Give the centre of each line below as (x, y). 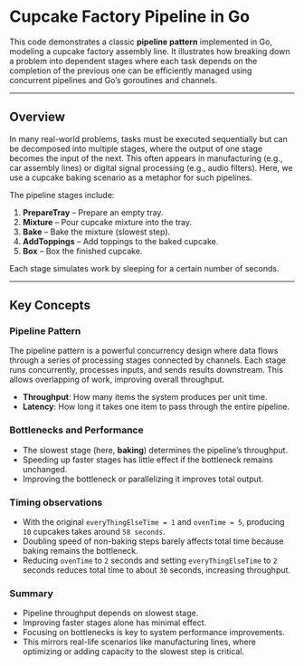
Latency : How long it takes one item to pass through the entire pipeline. (156, 407)
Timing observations (56, 502)
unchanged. (45, 469)
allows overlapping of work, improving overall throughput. (117, 380)
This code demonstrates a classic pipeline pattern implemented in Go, (141, 42)
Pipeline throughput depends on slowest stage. (110, 614)
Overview (38, 117)
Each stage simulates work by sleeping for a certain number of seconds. (144, 268)
